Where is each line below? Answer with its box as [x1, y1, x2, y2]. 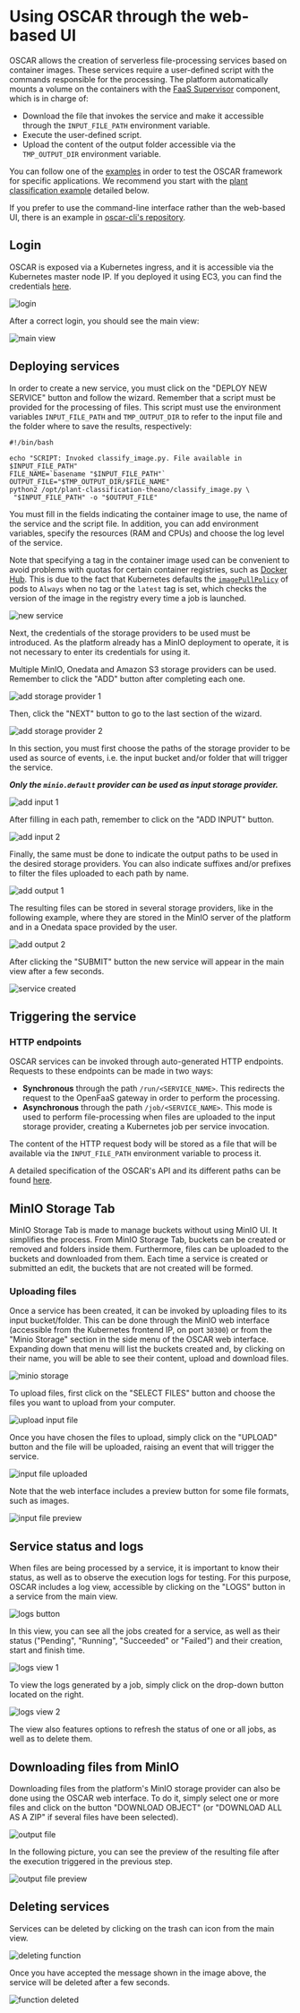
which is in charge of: [9, 92, 90, 104]
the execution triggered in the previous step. [9, 1855, 173, 1866]
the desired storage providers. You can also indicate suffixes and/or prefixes [9, 858, 292, 868]
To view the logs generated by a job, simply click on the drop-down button [9, 1680, 284, 1690]
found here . [9, 1175, 52, 1186]
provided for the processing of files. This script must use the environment [9, 402, 281, 412]
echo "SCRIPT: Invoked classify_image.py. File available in [9, 454, 243, 462]
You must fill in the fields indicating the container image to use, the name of [9, 508, 288, 519]
